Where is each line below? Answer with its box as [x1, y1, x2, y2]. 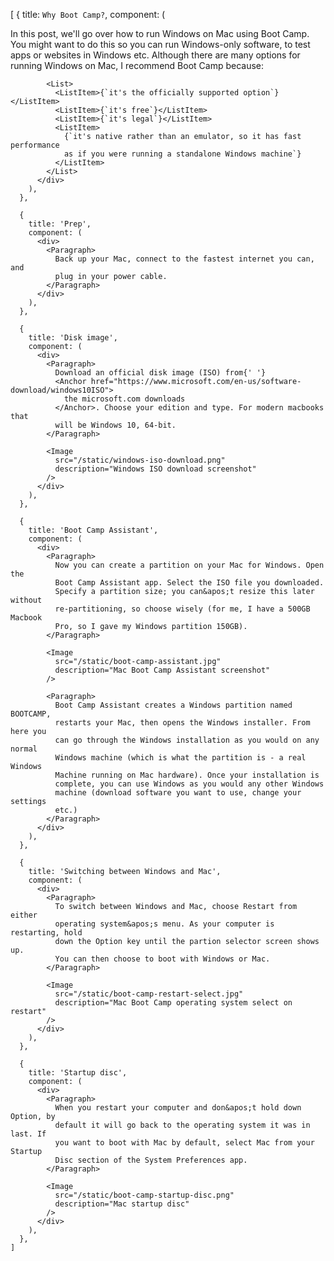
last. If [10, 1129, 47, 1139]
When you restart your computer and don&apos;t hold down [54, 1103, 302, 1113]
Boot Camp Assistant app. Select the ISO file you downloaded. [54, 578, 325, 588]
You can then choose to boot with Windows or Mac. [54, 954, 271, 964]
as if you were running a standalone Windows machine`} [63, 149, 302, 159]
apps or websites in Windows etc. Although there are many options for [10, 49, 301, 61]
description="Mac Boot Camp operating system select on [54, 998, 293, 1008]
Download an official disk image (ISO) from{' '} [54, 368, 267, 378]
